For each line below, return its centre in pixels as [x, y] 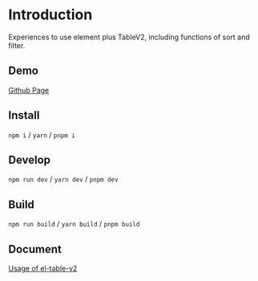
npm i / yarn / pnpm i [42, 135]
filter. [17, 45]
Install [24, 115]
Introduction [50, 15]
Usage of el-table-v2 [43, 268]
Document [35, 249]
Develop [29, 159]
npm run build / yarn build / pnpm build [74, 224]
